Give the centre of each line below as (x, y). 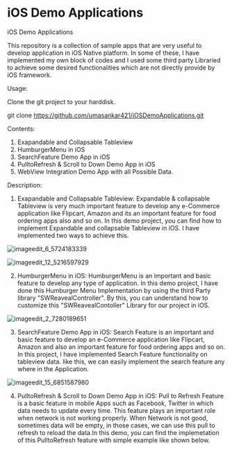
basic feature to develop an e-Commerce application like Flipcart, (111, 339)
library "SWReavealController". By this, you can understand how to (113, 298)
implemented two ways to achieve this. (73, 235)
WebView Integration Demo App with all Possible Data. (95, 171)
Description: (25, 185)
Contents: (21, 128)
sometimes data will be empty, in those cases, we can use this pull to (116, 425)
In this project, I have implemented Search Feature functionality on (112, 354)
